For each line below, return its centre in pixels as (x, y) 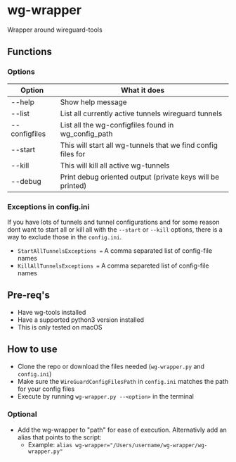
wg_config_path (86, 134)
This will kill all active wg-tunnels (115, 166)
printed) (73, 185)
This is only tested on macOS (60, 327)
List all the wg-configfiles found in (117, 125)
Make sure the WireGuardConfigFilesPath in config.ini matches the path (123, 381)
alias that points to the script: (59, 437)
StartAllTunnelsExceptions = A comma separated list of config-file (115, 250)
